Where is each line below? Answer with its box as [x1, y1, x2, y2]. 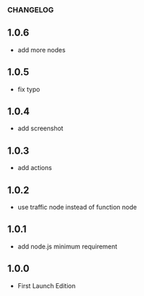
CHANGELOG [7, 5, 54, 15]
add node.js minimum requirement [17, 242, 118, 251]
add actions [17, 164, 52, 172]
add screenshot [17, 124, 64, 132]
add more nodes [17, 45, 66, 54]
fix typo [17, 85, 40, 93]
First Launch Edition [17, 281, 76, 290]
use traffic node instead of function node [17, 203, 138, 211]
